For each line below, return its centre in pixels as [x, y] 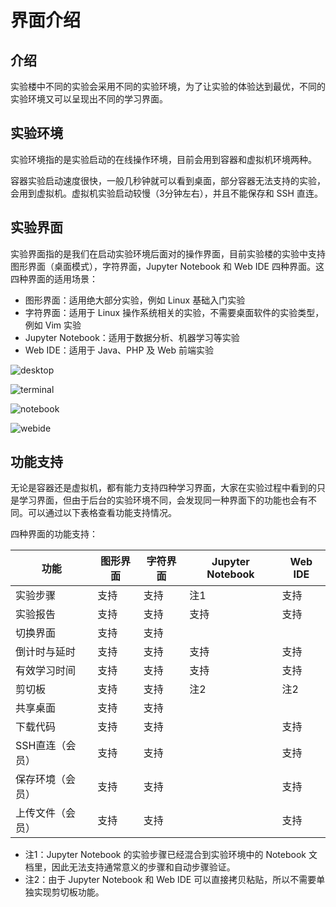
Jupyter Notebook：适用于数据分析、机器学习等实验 [132, 337]
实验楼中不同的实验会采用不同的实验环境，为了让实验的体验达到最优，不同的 [168, 86]
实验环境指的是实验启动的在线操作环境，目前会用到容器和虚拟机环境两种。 [163, 159]
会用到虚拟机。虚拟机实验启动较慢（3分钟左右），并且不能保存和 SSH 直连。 [166, 193]
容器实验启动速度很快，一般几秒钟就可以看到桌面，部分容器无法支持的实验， [168, 180]
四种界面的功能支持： [54, 534]
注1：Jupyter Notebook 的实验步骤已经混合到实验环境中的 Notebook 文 [171, 855]
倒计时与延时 [46, 652]
